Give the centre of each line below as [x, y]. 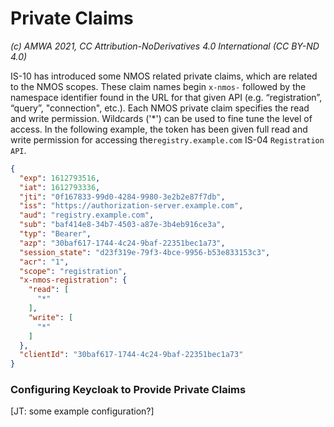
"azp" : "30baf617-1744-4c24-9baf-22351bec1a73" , [122, 243]
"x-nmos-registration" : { [73, 280]
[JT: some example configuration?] [82, 411]
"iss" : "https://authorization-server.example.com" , [131, 206]
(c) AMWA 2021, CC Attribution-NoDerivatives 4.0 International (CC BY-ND [165, 46]
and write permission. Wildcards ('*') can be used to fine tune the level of [161, 118]
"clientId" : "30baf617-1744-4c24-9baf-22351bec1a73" [131, 355]
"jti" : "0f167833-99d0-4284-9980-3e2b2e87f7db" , [122, 197]
